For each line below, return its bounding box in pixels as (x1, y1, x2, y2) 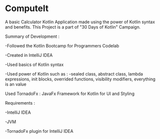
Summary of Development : (5, 33, 59, 39)
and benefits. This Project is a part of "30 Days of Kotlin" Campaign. (5, 24, 141, 30)
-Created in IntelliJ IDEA (5, 52, 53, 58)
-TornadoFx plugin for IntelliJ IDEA (5, 128, 73, 134)
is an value (5, 81, 27, 87)
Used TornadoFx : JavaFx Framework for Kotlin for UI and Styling (5, 91, 134, 96)
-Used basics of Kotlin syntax (5, 62, 64, 67)
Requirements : (5, 100, 35, 106)
